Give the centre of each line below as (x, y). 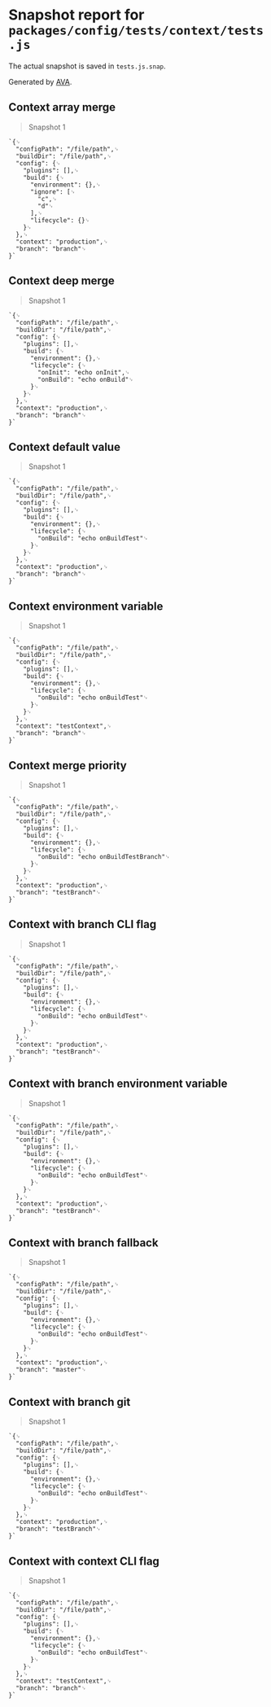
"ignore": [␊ (52, 192)
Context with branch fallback (83, 1243)
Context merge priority (68, 766)
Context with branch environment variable (118, 1084)
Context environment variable (86, 606)
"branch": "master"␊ (51, 1370)
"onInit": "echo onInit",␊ (84, 372)
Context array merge (62, 107)
